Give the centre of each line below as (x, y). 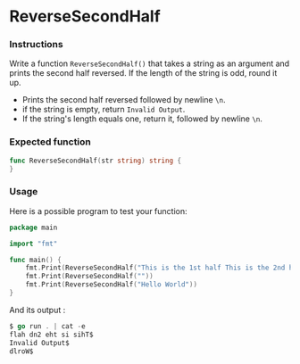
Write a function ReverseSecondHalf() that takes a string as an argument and (150, 63)
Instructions (37, 45)
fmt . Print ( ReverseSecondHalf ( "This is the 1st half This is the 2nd (155, 268)
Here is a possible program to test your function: (98, 211)
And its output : (37, 310)
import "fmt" (33, 244)
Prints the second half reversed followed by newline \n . (124, 100)
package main (33, 227)
